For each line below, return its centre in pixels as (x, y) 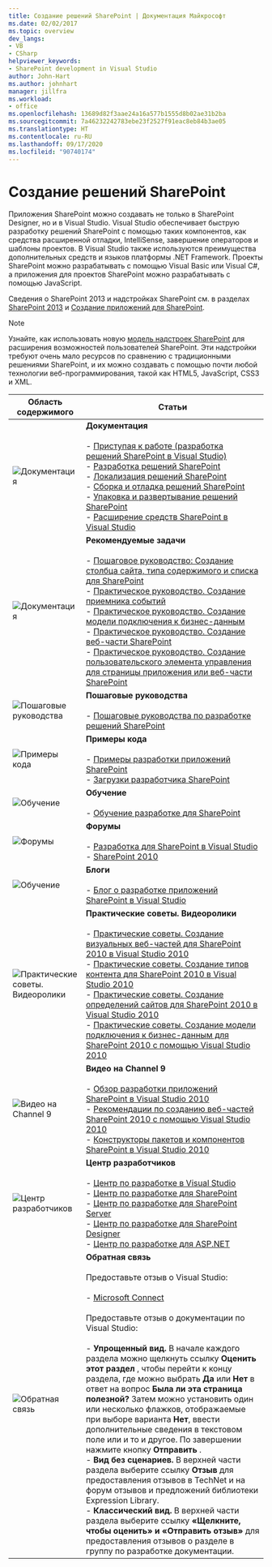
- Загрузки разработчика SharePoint (158, 779)
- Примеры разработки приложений (158, 759)
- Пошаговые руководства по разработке (168, 716)
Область (45, 402)
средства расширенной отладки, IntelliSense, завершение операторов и (134, 240)
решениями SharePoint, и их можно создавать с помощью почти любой (133, 365)
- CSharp (23, 54)
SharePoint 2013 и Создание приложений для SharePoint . (106, 307)
